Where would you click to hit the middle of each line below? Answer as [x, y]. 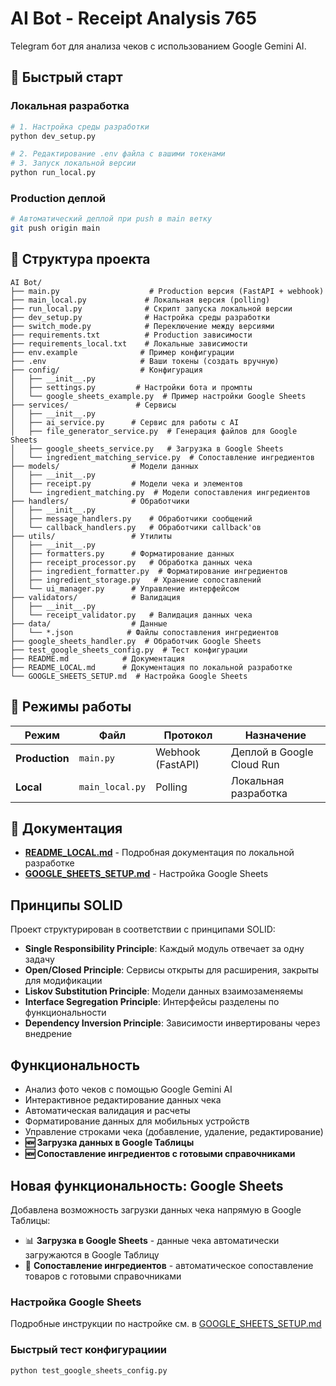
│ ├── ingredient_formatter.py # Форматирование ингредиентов [149, 571]
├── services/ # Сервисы [93, 405]
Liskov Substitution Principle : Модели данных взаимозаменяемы [164, 991]
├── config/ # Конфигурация [106, 370]
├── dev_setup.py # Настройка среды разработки [140, 317]
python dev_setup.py [53, 136]
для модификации [63, 981]
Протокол [188, 735]
